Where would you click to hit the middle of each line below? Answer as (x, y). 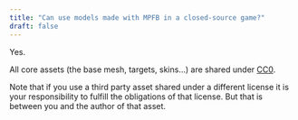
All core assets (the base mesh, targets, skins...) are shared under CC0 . (143, 69)
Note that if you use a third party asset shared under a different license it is (149, 87)
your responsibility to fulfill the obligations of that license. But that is (136, 97)
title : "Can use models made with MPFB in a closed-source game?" (137, 18)
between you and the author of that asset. (87, 106)
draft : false (34, 26)
